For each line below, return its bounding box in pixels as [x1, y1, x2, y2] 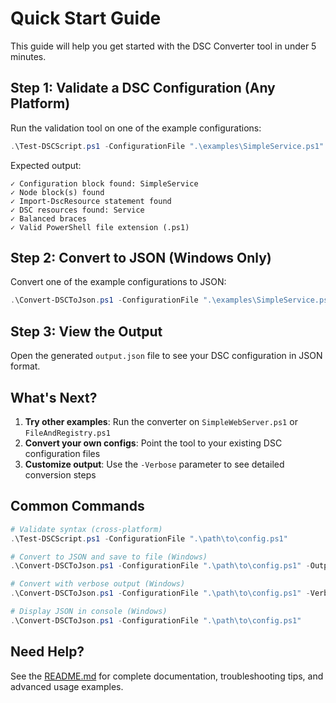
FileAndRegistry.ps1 [24, 428, 111, 438]
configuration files [24, 447, 101, 459]
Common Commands [10, 498, 145, 515]
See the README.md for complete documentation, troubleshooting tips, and [10, 670, 324, 682]
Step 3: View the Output [10, 323, 163, 340]
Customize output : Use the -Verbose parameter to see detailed [24, 458, 285, 470]
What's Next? [10, 389, 98, 406]
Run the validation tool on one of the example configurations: [10, 122, 262, 134]
